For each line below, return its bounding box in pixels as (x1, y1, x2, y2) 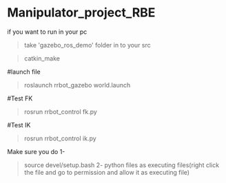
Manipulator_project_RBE (7, 5, 156, 21)
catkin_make (23, 54, 61, 63)
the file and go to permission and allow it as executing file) (23, 168, 190, 176)
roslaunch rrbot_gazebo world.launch (23, 80, 131, 89)
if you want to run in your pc (7, 28, 88, 36)
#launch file (7, 67, 41, 76)
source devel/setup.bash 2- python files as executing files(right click (23, 160, 219, 169)
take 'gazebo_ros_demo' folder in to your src (23, 41, 152, 49)
